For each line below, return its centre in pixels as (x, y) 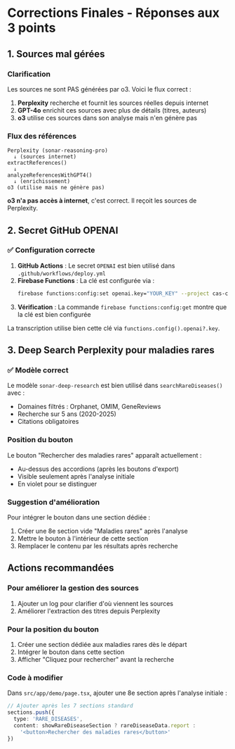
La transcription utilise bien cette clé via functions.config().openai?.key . (114, 328)
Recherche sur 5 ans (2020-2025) (67, 414)
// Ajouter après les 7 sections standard (70, 706)
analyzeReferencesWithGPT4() (50, 175)
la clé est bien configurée (54, 314)
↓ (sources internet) (45, 157)
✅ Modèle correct (38, 370)
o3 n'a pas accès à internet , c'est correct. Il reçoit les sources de (102, 201)
